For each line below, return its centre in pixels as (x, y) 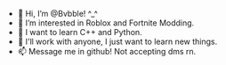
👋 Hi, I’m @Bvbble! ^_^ (57, 14)
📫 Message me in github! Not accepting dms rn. (107, 51)
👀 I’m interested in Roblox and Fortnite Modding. (106, 23)
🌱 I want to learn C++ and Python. (80, 32)
